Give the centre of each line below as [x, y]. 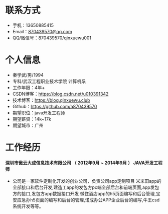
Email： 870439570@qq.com [42, 31]
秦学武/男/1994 [28, 75]
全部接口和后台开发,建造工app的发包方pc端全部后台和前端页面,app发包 [86, 187]
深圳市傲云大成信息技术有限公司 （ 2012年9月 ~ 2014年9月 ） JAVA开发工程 [84, 163]
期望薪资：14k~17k [32, 119]
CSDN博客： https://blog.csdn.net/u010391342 [60, 94]
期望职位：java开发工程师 [39, 113]
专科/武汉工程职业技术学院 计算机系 [49, 81]
